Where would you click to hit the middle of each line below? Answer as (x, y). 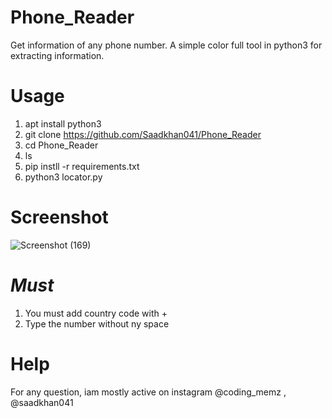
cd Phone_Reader (61, 145)
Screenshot (59, 217)
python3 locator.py (63, 177)
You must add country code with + (96, 313)
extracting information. (57, 55)
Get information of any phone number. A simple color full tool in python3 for (166, 45)
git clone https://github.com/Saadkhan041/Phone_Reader (143, 134)
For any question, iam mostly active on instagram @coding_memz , (148, 392)
